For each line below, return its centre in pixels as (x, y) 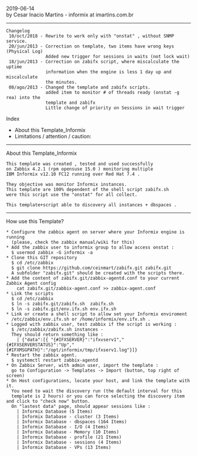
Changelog (18, 31)
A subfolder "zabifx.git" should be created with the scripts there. (98, 273)
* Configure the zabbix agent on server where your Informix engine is (95, 232)
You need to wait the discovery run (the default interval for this (97, 391)
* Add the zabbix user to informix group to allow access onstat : (90, 247)
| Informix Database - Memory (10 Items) (68, 432)
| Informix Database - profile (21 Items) (69, 437)
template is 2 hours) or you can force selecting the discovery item (98, 396)
